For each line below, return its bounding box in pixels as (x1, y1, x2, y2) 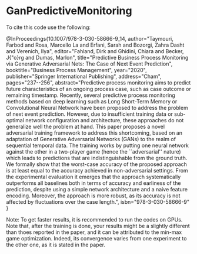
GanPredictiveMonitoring (6, 4, 132, 18)
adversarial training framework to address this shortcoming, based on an (6, 129, 183, 136)
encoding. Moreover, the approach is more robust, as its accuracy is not (6, 192, 181, 199)
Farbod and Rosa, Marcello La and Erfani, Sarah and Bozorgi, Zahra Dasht (6, 41, 185, 48)
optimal (6, 116, 25, 123)
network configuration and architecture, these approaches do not (25, 116, 184, 123)
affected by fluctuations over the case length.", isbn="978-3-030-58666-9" (6, 198, 190, 205)
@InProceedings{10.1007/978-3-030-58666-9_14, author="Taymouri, (6, 35, 173, 42)
